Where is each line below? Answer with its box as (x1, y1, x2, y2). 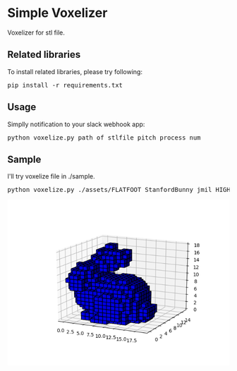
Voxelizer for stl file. (7, 28, 66, 37)
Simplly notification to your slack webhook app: (7, 120, 145, 128)
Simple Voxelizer (7, 5, 108, 21)
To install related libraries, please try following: (7, 67, 143, 75)
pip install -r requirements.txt (7, 81, 123, 89)
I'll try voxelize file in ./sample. (7, 172, 95, 181)
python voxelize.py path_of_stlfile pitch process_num (7, 133, 201, 142)
